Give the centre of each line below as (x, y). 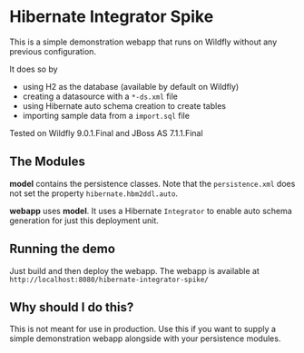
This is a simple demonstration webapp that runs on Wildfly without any (143, 42)
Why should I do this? (72, 307)
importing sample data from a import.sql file (106, 115)
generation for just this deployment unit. (84, 221)
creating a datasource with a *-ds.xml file (100, 96)
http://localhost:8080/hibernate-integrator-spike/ (109, 279)
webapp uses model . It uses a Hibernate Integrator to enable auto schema (151, 211)
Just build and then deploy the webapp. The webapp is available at (135, 270)
